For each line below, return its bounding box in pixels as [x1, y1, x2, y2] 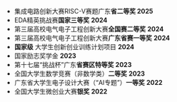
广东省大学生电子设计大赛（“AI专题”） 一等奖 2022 [14, 78, 163, 86]
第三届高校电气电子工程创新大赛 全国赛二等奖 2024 [14, 25, 164, 33]
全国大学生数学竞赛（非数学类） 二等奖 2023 [14, 69, 145, 78]
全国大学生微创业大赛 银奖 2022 [14, 87, 108, 96]
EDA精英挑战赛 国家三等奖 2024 [14, 16, 108, 24]
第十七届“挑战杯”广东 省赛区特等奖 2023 [14, 61, 132, 68]
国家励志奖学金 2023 [14, 51, 76, 60]
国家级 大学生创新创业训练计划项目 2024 [14, 43, 134, 51]
